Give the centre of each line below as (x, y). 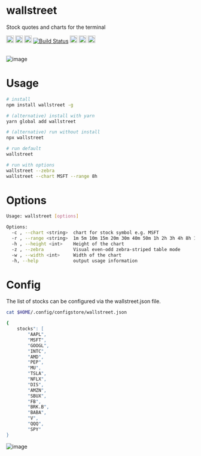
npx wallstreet (25, 138)
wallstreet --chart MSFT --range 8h (52, 176)
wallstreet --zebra (31, 171)
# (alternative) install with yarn (51, 116)
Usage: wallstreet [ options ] (42, 216)
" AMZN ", (37, 390)
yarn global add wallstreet (41, 121)
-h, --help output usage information (74, 261)
